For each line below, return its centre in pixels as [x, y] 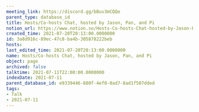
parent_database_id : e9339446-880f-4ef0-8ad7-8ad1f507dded [81, 84]
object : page [22, 61]
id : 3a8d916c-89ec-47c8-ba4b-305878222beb [59, 39]
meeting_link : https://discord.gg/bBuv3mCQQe [63, 12]
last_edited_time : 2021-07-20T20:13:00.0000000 [66, 50]
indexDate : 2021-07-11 [34, 78]
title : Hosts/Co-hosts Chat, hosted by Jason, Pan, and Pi [81, 23]
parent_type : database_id [38, 17]
